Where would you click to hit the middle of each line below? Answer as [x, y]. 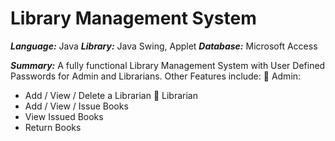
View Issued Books [64, 116]
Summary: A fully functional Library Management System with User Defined [168, 65]
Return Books [53, 127]
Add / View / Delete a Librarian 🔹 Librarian [111, 95]
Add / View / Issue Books [76, 106]
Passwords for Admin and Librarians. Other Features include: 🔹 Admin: [156, 76]
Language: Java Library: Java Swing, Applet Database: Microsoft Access [164, 46]
